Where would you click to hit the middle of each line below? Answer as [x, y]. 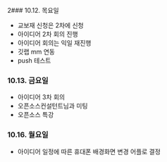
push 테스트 [34, 61]
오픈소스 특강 [36, 115]
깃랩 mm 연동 [36, 52]
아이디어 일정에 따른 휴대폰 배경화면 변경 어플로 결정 [89, 151]
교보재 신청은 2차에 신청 [50, 25]
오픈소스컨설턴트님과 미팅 [52, 106]
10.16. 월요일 [28, 135]
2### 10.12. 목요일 [33, 10]
